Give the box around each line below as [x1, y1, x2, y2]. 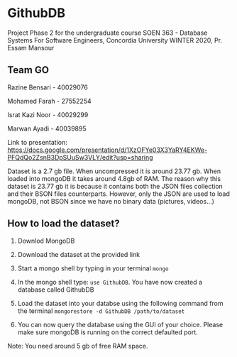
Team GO [7, 64, 50, 76]
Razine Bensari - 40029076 [7, 83, 89, 92]
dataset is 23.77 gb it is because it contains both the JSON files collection [7, 182, 224, 190]
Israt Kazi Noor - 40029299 [7, 110, 89, 119]
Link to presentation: [7, 138, 67, 146]
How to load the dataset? [7, 218, 121, 230]
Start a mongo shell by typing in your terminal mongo [17, 264, 169, 273]
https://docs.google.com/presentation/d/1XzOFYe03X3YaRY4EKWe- [7, 145, 208, 154]
